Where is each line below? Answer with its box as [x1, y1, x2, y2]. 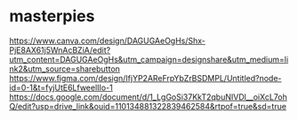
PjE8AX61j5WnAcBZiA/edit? [9, 44, 111, 55]
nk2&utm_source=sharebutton [9, 64, 120, 74]
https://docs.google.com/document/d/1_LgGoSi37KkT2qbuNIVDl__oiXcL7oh [9, 91, 287, 102]
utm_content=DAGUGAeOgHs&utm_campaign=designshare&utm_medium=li [9, 54, 289, 64]
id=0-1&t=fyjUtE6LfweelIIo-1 [9, 82, 113, 93]
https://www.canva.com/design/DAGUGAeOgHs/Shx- [9, 35, 206, 46]
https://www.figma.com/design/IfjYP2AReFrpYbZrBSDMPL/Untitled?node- [9, 72, 282, 83]
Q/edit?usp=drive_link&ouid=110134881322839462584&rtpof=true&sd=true [9, 101, 287, 111]
